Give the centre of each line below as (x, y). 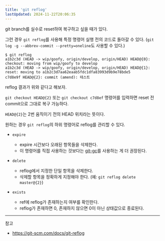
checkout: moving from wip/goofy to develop (51, 63)
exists (19, 192)
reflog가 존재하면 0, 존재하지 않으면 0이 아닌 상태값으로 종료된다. (82, 208)
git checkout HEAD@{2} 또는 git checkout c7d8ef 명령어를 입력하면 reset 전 (80, 97)
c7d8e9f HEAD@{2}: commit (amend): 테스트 (48, 77)
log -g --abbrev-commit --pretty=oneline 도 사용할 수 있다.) (65, 45)
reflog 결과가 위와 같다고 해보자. (36, 87)
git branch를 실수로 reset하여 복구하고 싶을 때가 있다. (56, 29)
